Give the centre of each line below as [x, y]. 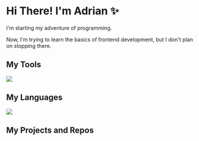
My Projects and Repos [50, 130]
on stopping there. [29, 45]
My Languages [34, 98]
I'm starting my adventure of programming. [59, 27]
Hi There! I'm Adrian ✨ [63, 11]
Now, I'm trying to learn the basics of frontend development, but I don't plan [99, 39]
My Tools [24, 65]
